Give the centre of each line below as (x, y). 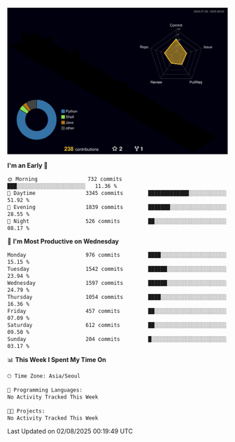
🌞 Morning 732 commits (65, 180)
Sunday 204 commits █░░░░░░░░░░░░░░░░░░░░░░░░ (117, 340)
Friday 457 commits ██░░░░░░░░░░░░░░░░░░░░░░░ (117, 312)
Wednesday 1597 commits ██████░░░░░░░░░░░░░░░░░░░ (117, 283)
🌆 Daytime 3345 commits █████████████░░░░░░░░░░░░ (117, 194)
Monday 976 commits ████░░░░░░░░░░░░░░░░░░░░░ (117, 255)
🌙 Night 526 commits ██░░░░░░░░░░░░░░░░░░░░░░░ (117, 222)
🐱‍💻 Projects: (26, 411)
